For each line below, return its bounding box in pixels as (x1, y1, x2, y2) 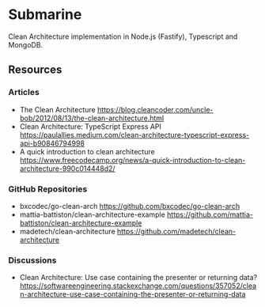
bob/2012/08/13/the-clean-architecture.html (19, 113, 165, 123)
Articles (8, 87, 40, 98)
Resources (8, 63, 62, 77)
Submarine (8, 6, 82, 24)
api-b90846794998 (19, 138, 85, 148)
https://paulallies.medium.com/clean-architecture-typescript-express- (19, 130, 250, 139)
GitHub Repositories (8, 184, 88, 195)
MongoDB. (8, 40, 44, 49)
